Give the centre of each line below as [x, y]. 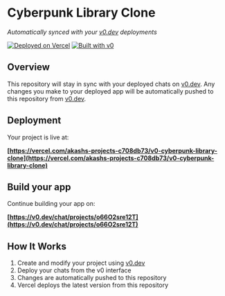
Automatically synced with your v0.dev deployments [82, 32]
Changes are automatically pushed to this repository [92, 278]
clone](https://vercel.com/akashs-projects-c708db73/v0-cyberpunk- [111, 158]
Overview [29, 67]
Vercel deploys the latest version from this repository [93, 285]
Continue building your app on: [51, 204]
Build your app [39, 187]
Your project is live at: [38, 137]
